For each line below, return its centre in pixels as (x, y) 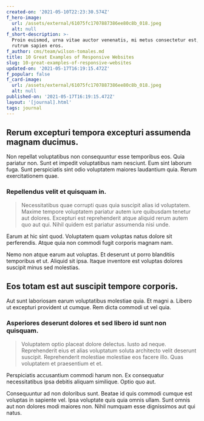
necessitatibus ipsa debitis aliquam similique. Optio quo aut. (81, 382)
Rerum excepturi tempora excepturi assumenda (99, 132)
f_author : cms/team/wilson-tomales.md (55, 52)
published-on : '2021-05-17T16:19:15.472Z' (61, 97)
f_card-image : (24, 80)
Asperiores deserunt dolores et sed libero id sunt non (87, 323)
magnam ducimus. (42, 142)
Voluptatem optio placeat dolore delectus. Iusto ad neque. (93, 344)
